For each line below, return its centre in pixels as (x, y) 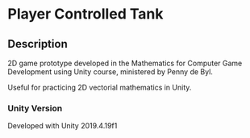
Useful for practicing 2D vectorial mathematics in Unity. (100, 87)
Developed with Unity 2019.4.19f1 (62, 126)
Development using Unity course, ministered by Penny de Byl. (110, 72)
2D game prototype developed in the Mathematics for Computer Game (125, 63)
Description (37, 44)
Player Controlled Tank (85, 14)
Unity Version (35, 108)
